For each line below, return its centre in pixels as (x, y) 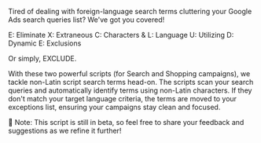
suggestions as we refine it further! (65, 130)
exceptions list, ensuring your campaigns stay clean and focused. (114, 107)
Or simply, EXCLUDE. (42, 59)
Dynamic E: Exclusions (45, 43)
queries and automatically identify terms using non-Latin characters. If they (130, 90)
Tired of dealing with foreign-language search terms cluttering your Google (130, 11)
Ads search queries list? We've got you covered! (86, 20)
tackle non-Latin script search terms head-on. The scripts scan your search (131, 82)
